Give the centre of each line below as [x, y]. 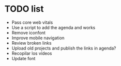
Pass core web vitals [32, 22]
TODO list [24, 9]
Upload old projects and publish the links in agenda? [64, 48]
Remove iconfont [28, 33]
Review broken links [31, 43]
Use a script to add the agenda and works [53, 27]
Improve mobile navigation [38, 38]
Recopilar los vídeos [32, 53]
